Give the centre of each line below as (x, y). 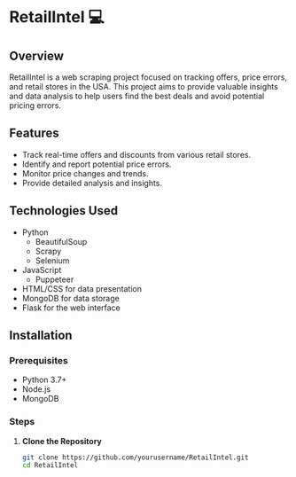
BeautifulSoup (61, 241)
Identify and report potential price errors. (97, 164)
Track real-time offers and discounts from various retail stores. (136, 154)
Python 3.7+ (44, 380)
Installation (41, 336)
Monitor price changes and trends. (85, 173)
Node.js (36, 389)
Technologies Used (63, 211)
